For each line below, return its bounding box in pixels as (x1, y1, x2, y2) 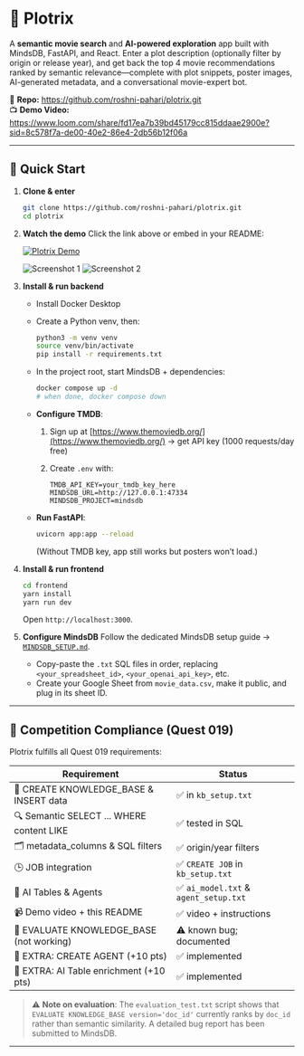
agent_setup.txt (176, 893, 246, 903)
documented (176, 936, 231, 948)
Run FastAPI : (35, 511, 86, 523)
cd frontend (22, 581, 68, 590)
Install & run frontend (22, 563, 104, 574)
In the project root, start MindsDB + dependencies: (35, 366, 226, 377)
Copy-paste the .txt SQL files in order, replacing (35, 659, 219, 670)
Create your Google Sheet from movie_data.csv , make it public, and (35, 678, 287, 689)
